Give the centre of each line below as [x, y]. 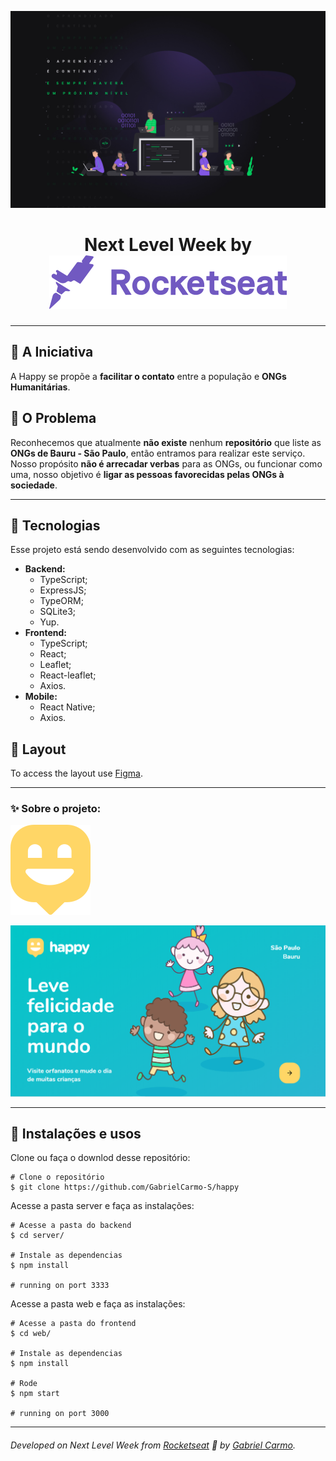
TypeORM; [61, 601]
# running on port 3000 [60, 1414]
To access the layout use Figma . [76, 773]
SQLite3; [58, 612]
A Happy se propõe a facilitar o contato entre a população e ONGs [148, 376]
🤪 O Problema [53, 418]
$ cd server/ [37, 1236]
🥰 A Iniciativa [52, 352]
